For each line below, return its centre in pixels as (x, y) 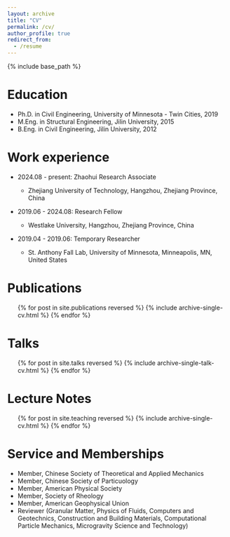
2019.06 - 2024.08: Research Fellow (70, 211)
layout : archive (31, 14)
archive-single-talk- (185, 363)
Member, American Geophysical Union (73, 503)
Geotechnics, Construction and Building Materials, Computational (112, 518)
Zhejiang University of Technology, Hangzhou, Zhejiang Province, (123, 190)
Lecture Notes (49, 398)
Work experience (59, 158)
